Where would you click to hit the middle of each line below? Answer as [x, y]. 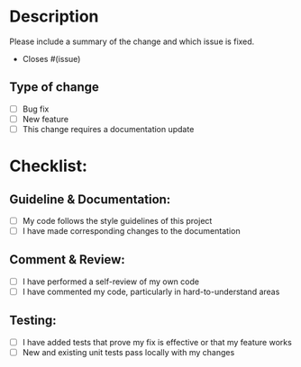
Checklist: [49, 166]
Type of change [54, 87]
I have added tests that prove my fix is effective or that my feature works [157, 342]
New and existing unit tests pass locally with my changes [128, 352]
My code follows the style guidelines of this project [117, 220]
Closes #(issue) [51, 58]
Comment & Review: [68, 260]
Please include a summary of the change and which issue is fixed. [132, 41]
